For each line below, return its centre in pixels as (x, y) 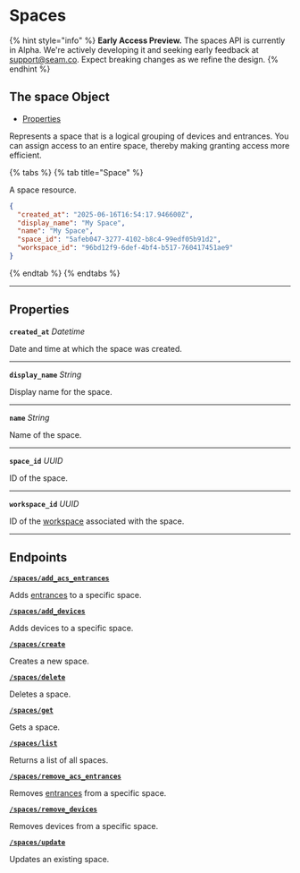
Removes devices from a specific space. (84, 826)
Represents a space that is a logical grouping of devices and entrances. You (149, 136)
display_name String (46, 374)
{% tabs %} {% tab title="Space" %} (76, 172)
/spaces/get (31, 710)
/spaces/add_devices (48, 611)
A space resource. (43, 190)
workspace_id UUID (44, 503)
